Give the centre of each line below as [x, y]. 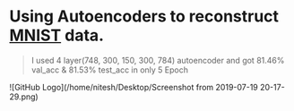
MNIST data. [57, 35]
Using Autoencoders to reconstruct [144, 17]
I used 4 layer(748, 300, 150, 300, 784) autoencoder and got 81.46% [158, 60]
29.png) [24, 97]
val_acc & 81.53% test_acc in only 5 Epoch [109, 70]
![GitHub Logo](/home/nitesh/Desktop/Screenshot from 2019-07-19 [134, 87]
